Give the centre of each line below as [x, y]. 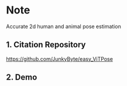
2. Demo [22, 78]
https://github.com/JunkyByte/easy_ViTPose [59, 59]
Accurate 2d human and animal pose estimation [63, 26]
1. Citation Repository [46, 45]
